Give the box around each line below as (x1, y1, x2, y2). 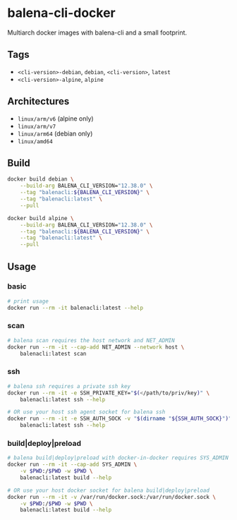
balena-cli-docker (7, 5, 116, 21)
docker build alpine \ (7, 214, 74, 222)
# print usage (7, 298, 49, 305)
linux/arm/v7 (17, 123, 56, 130)
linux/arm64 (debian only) (17, 129, 93, 138)
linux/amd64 (17, 138, 53, 145)
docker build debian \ (7, 176, 74, 183)
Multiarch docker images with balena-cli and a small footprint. (7, 28, 188, 37)
